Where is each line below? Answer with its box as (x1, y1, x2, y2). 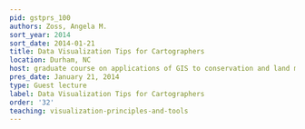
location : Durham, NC (9, 55, 92, 64)
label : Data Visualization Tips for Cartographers (9, 89, 205, 98)
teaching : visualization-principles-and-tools (9, 106, 189, 115)
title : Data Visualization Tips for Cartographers (9, 47, 205, 56)
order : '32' (9, 97, 54, 107)
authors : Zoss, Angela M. (9, 22, 107, 31)
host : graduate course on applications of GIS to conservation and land (9, 64, 290, 74)
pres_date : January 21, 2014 (9, 73, 120, 82)
